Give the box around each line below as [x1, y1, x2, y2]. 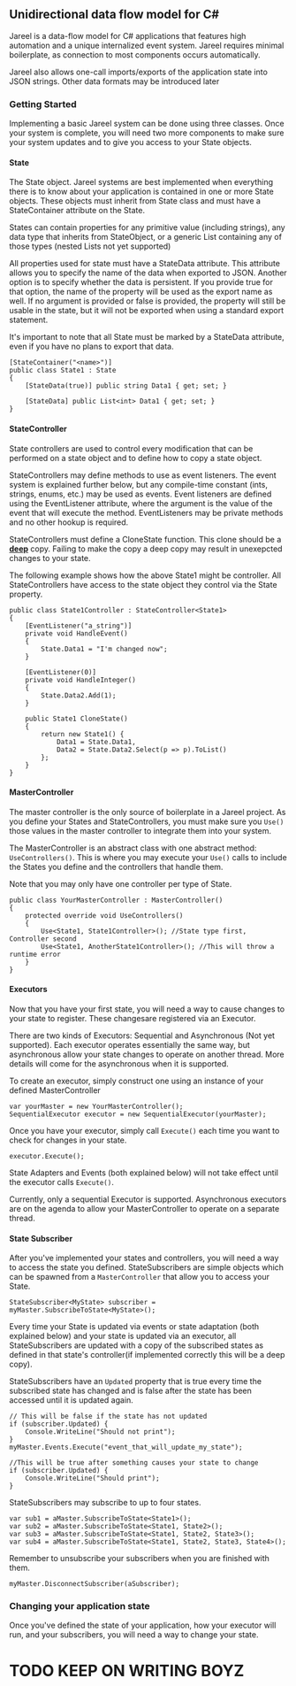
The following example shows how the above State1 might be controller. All [9, 570, 281, 581]
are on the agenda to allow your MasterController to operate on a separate [9, 1203, 280, 1213]
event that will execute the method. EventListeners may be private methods [9, 507, 284, 518]
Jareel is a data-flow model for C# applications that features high [9, 30, 247, 41]
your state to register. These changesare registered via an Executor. [9, 1012, 256, 1023]
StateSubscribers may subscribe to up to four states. [9, 1497, 201, 1508]
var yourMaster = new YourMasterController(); [9, 1102, 184, 1111]
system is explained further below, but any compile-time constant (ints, [9, 479, 268, 489]
